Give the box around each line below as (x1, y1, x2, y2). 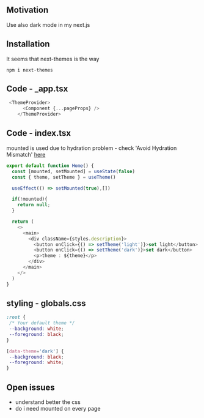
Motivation (6, 5, 49, 15)
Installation (6, 39, 50, 50)
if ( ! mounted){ (12, 196, 48, 203)
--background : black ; (9, 354, 64, 360)
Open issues (6, 382, 55, 392)
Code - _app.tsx (6, 84, 68, 94)
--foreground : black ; (9, 331, 64, 337)
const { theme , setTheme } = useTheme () (12, 174, 116, 180)
